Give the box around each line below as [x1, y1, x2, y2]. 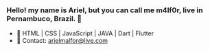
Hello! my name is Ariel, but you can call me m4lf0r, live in [6, 5, 203, 15]
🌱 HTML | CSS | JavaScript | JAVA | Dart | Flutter [16, 29, 154, 37]
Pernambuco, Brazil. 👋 [6, 14, 82, 23]
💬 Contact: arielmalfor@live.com [16, 37, 108, 45]
